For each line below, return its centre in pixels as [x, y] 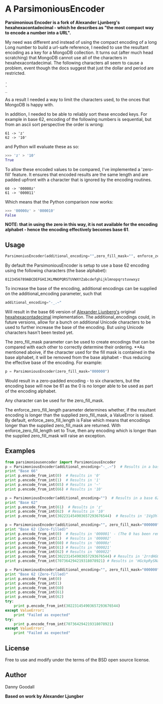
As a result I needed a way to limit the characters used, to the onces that [77, 99]
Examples [20, 451]
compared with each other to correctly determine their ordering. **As [75, 347]
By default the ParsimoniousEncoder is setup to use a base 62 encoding [77, 265]
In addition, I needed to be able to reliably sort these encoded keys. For [76, 114]
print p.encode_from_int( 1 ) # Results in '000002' [58, 538]
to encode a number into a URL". [38, 33]
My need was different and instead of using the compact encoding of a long [81, 42]
